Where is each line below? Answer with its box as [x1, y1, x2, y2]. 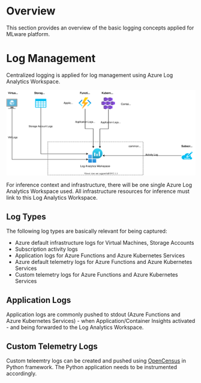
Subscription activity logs [14, 245, 78, 253]
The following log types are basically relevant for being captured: [6, 227, 167, 235]
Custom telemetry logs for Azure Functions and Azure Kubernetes [14, 271, 178, 278]
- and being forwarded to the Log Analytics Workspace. [6, 323, 144, 331]
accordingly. [6, 370, 37, 377]
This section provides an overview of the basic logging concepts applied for [6, 24, 194, 31]
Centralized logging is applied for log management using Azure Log [6, 71, 173, 79]
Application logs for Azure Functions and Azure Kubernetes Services [14, 252, 185, 259]
